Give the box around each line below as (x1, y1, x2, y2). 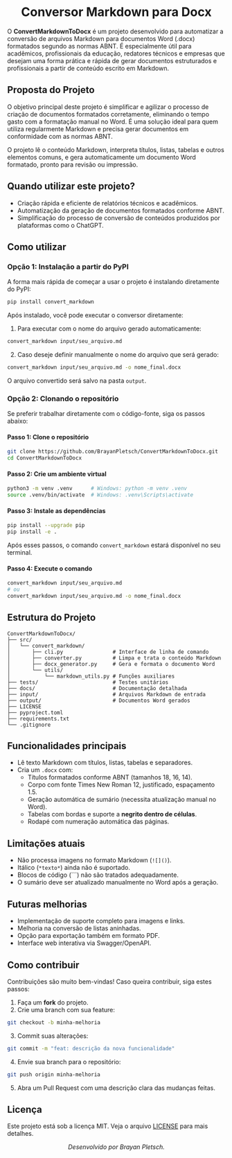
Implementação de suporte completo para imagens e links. (17, 917, 186, 925)
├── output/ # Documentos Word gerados (7, 697, 190, 704)
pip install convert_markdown (7, 299, 95, 305)
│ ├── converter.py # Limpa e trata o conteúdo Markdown (7, 654, 222, 662)
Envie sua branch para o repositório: (17, 1057, 121, 1066)
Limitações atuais (7, 837, 85, 849)
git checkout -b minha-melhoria (7, 1018, 100, 1026)
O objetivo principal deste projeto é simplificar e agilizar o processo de (7, 102, 209, 111)
